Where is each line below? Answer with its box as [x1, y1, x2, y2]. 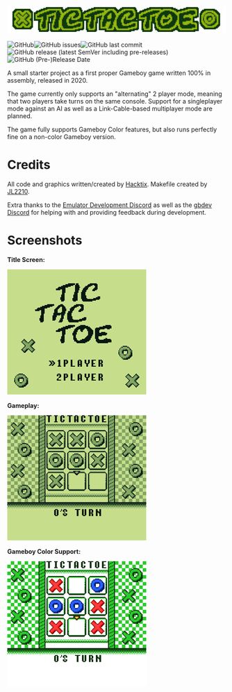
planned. [7, 112, 33, 120]
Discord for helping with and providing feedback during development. [7, 208, 207, 216]
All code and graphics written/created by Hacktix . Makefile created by [7, 180, 208, 188]
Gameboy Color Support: [7, 547, 81, 555]
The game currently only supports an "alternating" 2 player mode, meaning [7, 90, 222, 98]
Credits [7, 157, 51, 173]
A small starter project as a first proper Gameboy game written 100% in [7, 69, 211, 77]
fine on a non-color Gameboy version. [7, 133, 116, 141]
